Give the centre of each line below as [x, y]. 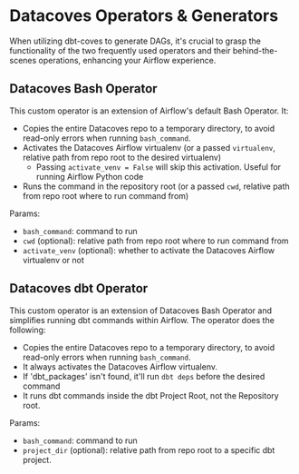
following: [28, 330]
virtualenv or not [53, 260]
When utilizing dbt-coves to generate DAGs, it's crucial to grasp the [135, 41]
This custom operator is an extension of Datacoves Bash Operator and [140, 311]
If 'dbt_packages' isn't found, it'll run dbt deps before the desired [144, 376]
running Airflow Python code [90, 176]
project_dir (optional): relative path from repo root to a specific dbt [149, 449]
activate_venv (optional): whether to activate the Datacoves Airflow [149, 250]
